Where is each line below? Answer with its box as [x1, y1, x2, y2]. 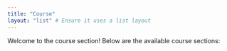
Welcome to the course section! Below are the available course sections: [7, 36, 221, 45]
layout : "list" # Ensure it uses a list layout [7, 17, 152, 24]
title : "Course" [7, 10, 56, 18]
